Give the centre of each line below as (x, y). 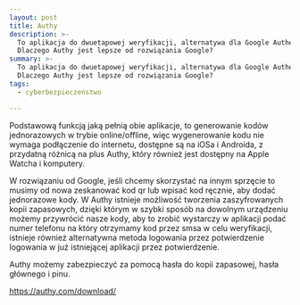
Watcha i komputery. (47, 163)
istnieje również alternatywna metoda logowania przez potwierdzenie (137, 237)
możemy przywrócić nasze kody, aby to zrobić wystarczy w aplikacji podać (148, 218)
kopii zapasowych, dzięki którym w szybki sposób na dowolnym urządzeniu (149, 209)
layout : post (33, 17)
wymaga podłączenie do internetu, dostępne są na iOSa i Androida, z (136, 144)
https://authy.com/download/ (63, 291)
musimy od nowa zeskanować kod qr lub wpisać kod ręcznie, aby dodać (143, 190)
